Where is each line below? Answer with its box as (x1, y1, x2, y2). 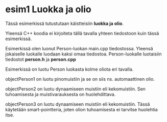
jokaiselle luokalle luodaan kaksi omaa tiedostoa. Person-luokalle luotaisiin (5, 51, 162, 57)
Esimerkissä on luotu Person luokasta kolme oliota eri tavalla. (5, 66, 134, 72)
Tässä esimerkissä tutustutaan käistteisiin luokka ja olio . (5, 20, 124, 26)
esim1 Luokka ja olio (5, 4, 91, 15)
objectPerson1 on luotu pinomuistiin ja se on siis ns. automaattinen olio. (5, 76, 155, 82)
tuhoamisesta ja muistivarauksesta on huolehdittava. (5, 91, 116, 97)
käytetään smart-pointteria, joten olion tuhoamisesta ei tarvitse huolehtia (5, 106, 158, 112)
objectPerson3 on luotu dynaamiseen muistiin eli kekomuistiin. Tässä (5, 101, 150, 107)
